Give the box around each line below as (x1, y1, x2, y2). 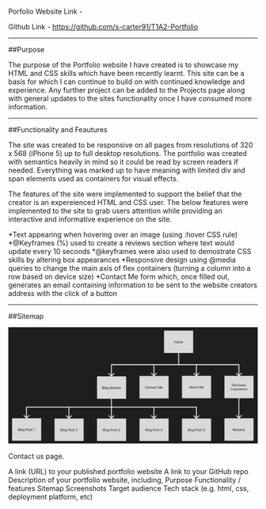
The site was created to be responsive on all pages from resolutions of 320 (8, 140, 253, 150)
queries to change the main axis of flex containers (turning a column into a (8, 264, 251, 272)
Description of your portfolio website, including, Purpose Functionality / (8, 475, 241, 484)
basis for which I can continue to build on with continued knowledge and (8, 77, 245, 86)
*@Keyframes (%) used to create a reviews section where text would (8, 238, 235, 248)
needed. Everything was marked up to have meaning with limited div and (8, 165, 245, 175)
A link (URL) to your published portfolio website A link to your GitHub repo (8, 466, 249, 476)
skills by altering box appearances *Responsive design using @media (8, 255, 236, 264)
